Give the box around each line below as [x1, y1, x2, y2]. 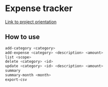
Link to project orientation [5, 19, 57, 25]
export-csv [5, 77, 27, 82]
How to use [5, 33, 40, 41]
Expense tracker [5, 3, 73, 14]
